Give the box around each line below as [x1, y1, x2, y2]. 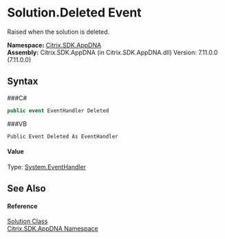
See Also [7, 183, 46, 194]
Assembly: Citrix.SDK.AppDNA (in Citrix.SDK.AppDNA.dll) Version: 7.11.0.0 [7, 48, 218, 56]
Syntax [7, 76, 39, 87]
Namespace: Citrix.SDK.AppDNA [7, 41, 102, 49]
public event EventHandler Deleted [7, 107, 109, 114]
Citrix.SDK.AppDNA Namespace [7, 225, 98, 233]
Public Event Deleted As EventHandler [7, 133, 118, 140]
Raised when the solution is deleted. [7, 28, 110, 36]
